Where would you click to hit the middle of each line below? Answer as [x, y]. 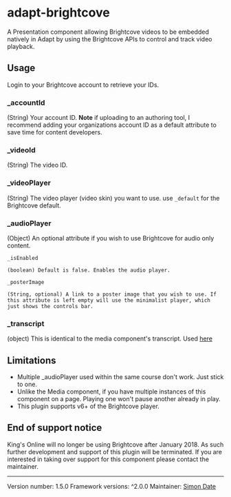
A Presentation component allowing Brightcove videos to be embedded [108, 32]
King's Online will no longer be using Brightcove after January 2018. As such [115, 444]
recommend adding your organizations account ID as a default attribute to [112, 125]
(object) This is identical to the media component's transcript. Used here [110, 338]
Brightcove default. [34, 205]
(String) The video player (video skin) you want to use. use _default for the [113, 198]
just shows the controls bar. [51, 306]
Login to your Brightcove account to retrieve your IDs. [83, 85]
